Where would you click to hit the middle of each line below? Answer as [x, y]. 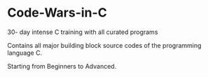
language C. [25, 53]
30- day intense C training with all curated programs [83, 32]
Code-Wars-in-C [57, 13]
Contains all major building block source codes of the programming [104, 45]
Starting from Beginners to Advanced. [62, 66]
